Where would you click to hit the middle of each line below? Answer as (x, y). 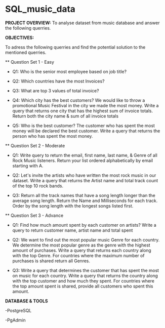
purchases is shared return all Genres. (51, 261)
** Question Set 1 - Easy (30, 62)
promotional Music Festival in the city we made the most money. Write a (85, 105)
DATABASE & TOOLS (27, 301)
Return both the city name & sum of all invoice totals (65, 116)
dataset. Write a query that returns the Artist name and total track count (85, 180)
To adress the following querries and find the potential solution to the (75, 47)
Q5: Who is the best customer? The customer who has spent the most (83, 125)
